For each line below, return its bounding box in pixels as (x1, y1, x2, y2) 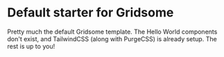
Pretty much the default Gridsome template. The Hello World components (7, 27, 218, 36)
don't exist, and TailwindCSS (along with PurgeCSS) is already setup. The (7, 34, 217, 43)
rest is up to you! (7, 42, 55, 50)
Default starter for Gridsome (7, 5, 174, 21)
